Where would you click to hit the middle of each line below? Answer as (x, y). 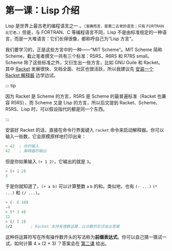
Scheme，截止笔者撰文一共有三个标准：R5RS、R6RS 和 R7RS (70, 56)
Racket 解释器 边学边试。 (32, 75)
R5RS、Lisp (18, 109)
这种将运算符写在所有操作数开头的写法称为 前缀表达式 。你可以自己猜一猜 (81, 237)
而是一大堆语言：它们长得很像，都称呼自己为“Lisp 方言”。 (75, 39)
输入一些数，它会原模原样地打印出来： (46, 136)
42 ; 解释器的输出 (26, 151)
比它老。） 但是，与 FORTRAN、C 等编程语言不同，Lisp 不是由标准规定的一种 (84, 32)
